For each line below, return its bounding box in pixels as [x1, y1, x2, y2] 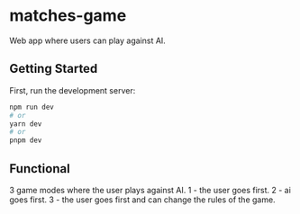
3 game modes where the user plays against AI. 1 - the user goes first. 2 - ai [9, 184, 291, 195]
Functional [9, 161, 70, 176]
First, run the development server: [9, 85, 136, 95]
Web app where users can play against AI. [9, 35, 167, 46]
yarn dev [9, 119, 42, 129]
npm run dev [9, 103, 54, 111]
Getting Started [9, 61, 98, 76]
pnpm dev [9, 136, 42, 145]
